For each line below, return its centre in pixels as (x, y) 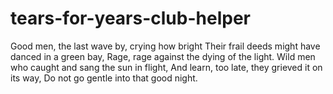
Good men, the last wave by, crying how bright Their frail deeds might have (165, 46)
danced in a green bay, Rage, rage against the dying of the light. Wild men (163, 56)
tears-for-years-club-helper (130, 18)
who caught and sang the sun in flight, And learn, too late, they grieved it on (166, 67)
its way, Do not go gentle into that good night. (104, 78)
